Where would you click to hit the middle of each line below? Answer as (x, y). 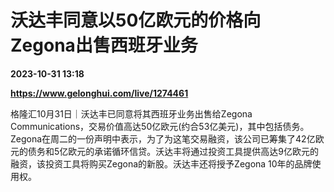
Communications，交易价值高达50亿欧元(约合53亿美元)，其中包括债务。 (160, 126)
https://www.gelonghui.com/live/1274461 (99, 93)
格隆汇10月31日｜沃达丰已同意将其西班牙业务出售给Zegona (131, 113)
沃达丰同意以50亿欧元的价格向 (136, 20)
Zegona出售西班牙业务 (104, 45)
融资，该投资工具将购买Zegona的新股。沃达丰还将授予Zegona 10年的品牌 (161, 163)
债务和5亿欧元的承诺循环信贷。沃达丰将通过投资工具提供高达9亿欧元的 (173, 151)
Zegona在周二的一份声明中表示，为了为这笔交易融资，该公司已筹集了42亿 (163, 138)
